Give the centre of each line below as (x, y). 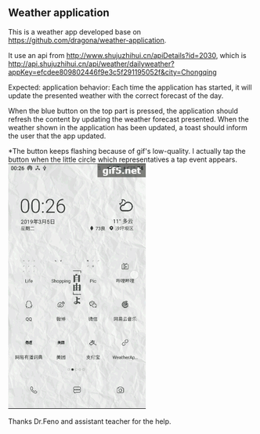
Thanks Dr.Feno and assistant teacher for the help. (90, 421)
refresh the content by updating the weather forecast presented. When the (128, 119)
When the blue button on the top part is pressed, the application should (123, 111)
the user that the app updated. (57, 136)
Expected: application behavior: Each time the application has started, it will (130, 87)
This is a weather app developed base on (75, 31)
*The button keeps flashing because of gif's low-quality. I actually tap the (127, 151)
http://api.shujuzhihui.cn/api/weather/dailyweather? (91, 64)
